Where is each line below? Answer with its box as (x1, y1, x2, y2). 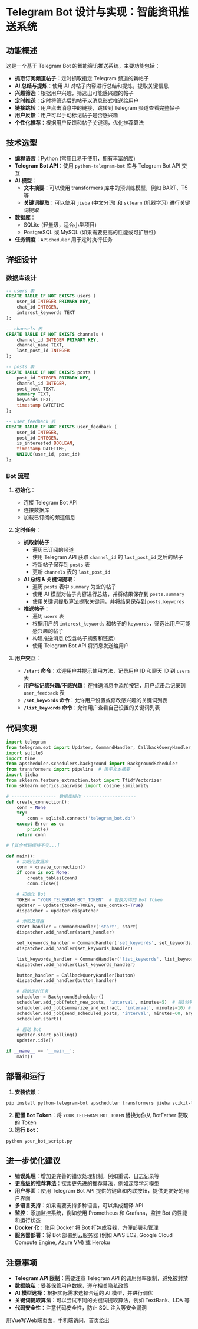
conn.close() (27, 880, 60, 887)
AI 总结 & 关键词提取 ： (23, 576, 78, 583)
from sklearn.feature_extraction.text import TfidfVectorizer (6, 777, 162, 784)
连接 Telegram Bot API (23, 499, 78, 506)
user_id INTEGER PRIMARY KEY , (16, 299, 91, 305)
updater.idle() (16, 1037, 54, 1043)
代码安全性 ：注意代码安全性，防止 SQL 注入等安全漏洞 (14, 1304, 147, 1311)
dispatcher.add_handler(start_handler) (16, 929, 115, 935)
